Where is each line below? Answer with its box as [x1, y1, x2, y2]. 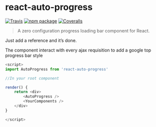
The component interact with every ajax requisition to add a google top [5, 47, 151, 53]
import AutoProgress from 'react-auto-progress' [5, 66, 108, 71]
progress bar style [5, 52, 43, 58]
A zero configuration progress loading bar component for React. [17, 27, 150, 33]
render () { [5, 84, 28, 90]
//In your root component [5, 75, 59, 81]
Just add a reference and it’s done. [5, 37, 77, 43]
